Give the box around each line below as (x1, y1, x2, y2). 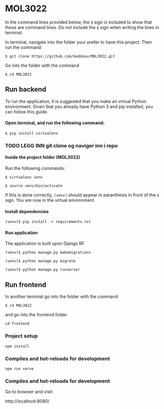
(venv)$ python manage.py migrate (5, 259, 76, 264)
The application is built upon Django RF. (5, 241, 86, 246)
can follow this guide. (5, 109, 49, 114)
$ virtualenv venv (5, 175, 43, 180)
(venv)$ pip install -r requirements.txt (5, 219, 91, 224)
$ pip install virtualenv (5, 131, 58, 136)
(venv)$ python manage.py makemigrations (5, 250, 91, 255)
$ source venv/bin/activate (5, 184, 63, 189)
